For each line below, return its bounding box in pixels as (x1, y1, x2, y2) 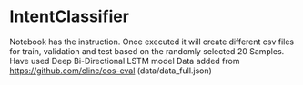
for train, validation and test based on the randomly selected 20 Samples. (9, 45, 285, 56)
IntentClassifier (9, 6, 130, 27)
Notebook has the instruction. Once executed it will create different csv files (9, 36, 294, 47)
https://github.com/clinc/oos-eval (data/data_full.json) (9, 65, 212, 76)
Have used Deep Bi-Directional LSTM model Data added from (9, 55, 240, 66)
